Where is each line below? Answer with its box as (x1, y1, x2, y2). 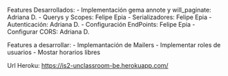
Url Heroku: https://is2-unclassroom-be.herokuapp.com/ (7, 62, 169, 69)
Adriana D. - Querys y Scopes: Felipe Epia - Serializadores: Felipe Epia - (7, 13, 212, 21)
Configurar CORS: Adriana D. (7, 27, 90, 36)
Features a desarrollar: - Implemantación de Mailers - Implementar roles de (7, 41, 221, 49)
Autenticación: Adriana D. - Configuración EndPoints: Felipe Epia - (7, 21, 196, 28)
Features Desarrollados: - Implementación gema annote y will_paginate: (7, 6, 212, 14)
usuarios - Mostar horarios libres (7, 48, 101, 56)
